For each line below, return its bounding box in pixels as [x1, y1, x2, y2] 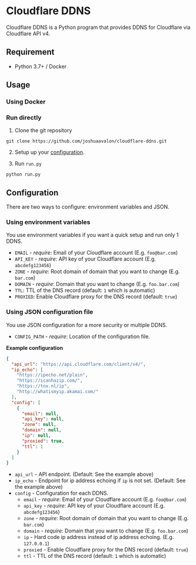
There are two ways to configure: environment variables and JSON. [6, 203, 170, 210]
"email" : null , [21, 411, 59, 417]
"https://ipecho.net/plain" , [16, 372, 88, 378]
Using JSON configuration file [6, 308, 94, 316]
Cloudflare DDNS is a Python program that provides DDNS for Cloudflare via [6, 24, 191, 31]
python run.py [6, 171, 41, 178]
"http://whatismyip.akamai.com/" [16, 389, 99, 395]
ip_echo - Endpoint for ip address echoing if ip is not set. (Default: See [14, 477, 186, 484]
